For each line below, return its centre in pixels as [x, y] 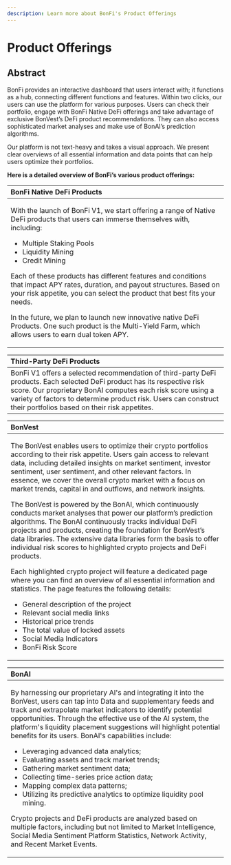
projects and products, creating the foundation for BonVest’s [108, 530]
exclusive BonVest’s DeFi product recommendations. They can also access [113, 119]
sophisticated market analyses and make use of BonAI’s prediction [101, 126]
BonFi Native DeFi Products [56, 192]
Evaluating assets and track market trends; [91, 760]
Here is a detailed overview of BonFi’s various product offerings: [101, 175]
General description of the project [77, 604]
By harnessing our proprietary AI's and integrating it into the [107, 692]
